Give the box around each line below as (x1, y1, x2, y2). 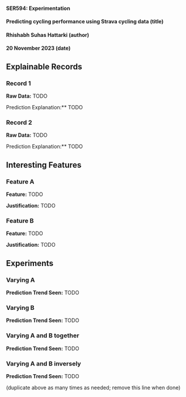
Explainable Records (6, 61, 82, 71)
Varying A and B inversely (6, 360, 81, 368)
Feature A (6, 177, 35, 185)
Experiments (6, 258, 54, 268)
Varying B (6, 303, 35, 312)
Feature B (6, 216, 34, 225)
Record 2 (6, 118, 32, 126)
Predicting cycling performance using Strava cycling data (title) (6, 18, 164, 25)
